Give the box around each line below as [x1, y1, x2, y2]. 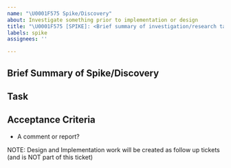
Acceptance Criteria [7, 114, 96, 126]
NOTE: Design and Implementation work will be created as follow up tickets [7, 145, 220, 154]
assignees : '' [7, 36, 48, 43]
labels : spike [7, 29, 48, 36]
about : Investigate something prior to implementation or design [7, 17, 198, 23]
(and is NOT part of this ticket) [7, 153, 93, 161]
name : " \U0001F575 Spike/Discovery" [7, 10, 112, 17]
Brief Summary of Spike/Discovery [7, 67, 159, 79]
